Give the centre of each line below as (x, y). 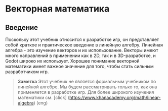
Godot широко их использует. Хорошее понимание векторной (72, 61)
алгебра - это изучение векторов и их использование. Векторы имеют (82, 50)
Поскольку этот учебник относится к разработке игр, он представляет (82, 39)
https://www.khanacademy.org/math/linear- (115, 97)
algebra (26, 103)
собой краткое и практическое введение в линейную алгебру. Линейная (84, 45)
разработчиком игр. (27, 72)
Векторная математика (57, 9)
